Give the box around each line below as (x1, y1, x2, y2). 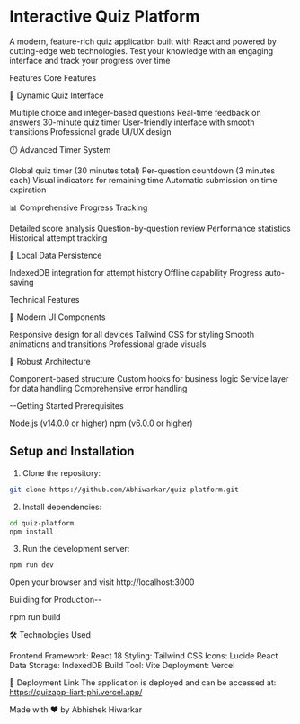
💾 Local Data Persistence (9, 250, 102, 260)
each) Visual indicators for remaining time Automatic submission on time (9, 174, 278, 185)
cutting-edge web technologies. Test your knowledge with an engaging (9, 45, 274, 56)
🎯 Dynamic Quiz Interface (9, 90, 104, 101)
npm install (9, 527, 54, 536)
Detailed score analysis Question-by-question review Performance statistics (9, 223, 291, 234)
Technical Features (9, 294, 80, 305)
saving (9, 277, 34, 287)
